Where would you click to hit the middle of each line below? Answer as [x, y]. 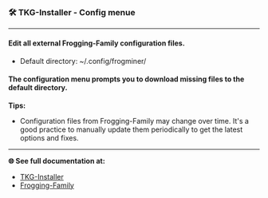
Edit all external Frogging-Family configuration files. [97, 43]
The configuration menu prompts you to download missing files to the [126, 79]
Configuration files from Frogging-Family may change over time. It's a [134, 121]
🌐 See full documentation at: [57, 160]
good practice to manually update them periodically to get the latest [131, 129]
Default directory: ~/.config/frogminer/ [83, 61]
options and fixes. [49, 137]
